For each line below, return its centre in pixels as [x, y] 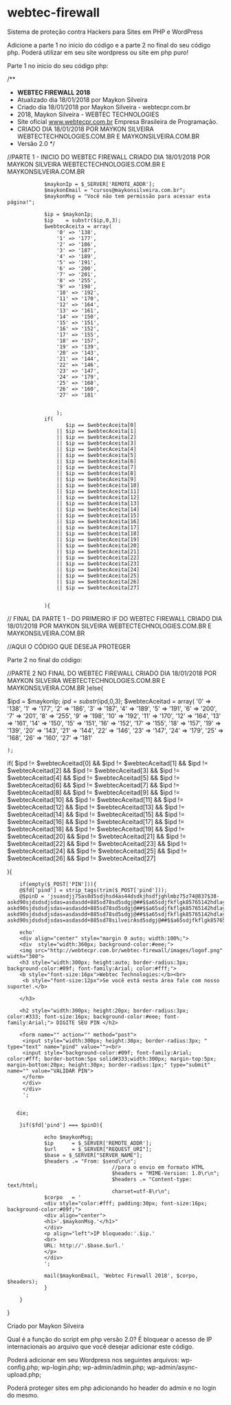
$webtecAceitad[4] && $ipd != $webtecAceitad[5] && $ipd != [93, 778]
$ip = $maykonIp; [69, 214]
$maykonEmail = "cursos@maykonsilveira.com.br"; [115, 190]
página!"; [21, 202]
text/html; [23, 1185]
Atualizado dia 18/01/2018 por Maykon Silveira [82, 99]
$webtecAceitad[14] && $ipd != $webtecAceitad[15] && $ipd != [96, 814]
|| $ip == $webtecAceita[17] [98, 527]
